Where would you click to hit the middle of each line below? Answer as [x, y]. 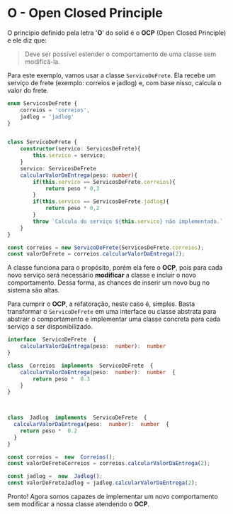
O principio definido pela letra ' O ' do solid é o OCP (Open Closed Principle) [117, 33]
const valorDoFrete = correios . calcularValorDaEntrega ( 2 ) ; [96, 254]
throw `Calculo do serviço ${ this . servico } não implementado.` [128, 222]
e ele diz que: [27, 40]
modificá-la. [42, 61]
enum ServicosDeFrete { [42, 103]
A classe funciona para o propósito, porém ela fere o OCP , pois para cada [115, 268]
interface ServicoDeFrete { [52, 340]
